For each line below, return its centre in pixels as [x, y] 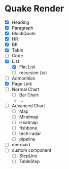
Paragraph [22, 28]
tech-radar [30, 133]
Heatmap [28, 122]
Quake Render [34, 9]
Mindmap [29, 117]
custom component [32, 150]
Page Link [22, 84]
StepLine [28, 156]
